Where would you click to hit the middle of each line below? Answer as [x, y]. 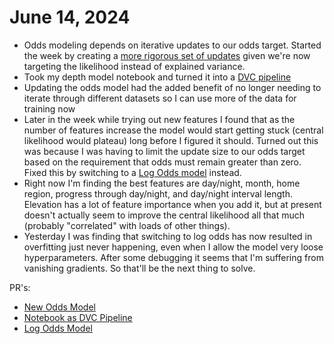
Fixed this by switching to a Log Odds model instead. [132, 172]
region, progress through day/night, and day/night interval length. [158, 193]
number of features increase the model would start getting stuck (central [173, 130]
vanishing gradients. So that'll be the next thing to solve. [139, 268]
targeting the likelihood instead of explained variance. [134, 66]
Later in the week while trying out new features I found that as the [159, 119]
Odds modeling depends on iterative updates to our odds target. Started [172, 45]
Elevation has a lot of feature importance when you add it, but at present [172, 204]
